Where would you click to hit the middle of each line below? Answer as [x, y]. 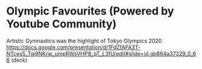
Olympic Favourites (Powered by [90, 11]
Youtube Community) [62, 24]
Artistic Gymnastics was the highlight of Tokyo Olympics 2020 [84, 41]
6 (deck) [17, 60]
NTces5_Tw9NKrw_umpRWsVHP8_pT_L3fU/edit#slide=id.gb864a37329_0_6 [101, 53]
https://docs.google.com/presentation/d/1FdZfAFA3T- [73, 47]
